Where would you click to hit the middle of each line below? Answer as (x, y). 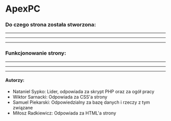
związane (23, 107)
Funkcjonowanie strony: (36, 53)
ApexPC (23, 9)
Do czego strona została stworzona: (51, 25)
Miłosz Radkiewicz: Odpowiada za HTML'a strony (64, 113)
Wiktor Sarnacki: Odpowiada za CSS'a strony (60, 97)
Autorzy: (15, 80)
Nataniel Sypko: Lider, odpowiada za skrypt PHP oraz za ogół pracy (83, 91)
